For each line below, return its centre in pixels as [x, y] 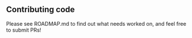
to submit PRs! [24, 30]
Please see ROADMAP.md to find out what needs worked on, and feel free [96, 23]
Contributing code [40, 10]
